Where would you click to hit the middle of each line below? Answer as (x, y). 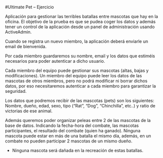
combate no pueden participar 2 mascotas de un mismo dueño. (69, 141)
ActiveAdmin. (18, 32)
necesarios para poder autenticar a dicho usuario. (55, 61)
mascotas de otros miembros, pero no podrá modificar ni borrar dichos (76, 81)
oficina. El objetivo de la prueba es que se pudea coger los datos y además (80, 22)
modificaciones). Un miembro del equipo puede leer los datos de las (73, 76)
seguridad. (16, 91)
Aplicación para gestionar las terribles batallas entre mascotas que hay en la (81, 16)
